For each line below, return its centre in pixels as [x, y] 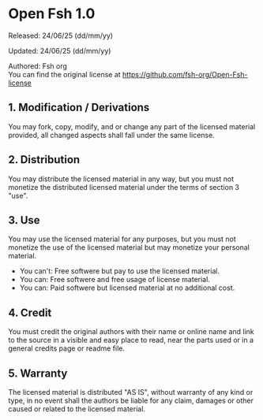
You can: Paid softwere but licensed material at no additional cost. [127, 288]
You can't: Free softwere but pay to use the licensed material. [119, 271]
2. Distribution [44, 160]
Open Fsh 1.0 [52, 14]
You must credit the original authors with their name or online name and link [131, 332]
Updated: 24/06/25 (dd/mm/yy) [60, 50]
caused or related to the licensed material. [77, 409]
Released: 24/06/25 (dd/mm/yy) [60, 35]
